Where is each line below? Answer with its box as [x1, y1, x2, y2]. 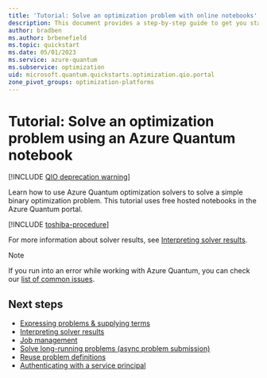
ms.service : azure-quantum [8, 56, 98, 64]
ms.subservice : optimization [8, 64, 105, 71]
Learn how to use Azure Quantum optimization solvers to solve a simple [8, 187, 244, 197]
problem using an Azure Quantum [8, 129, 236, 147]
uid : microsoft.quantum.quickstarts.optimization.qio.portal [8, 71, 215, 79]
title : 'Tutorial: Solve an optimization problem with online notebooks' [8, 11, 258, 20]
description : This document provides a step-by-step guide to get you [8, 19, 247, 27]
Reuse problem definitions [19, 353, 106, 362]
